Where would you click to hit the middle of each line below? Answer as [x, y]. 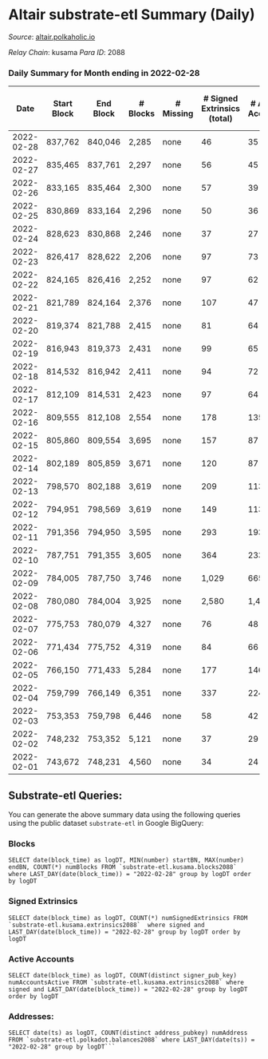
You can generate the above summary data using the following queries [124, 815]
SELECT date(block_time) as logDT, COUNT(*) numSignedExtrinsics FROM [128, 918]
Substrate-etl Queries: [65, 795]
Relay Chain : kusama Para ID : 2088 [67, 52]
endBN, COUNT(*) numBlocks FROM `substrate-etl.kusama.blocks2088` [123, 867]
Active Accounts [41, 958]
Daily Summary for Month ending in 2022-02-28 [104, 73]
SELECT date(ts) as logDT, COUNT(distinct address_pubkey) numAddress [128, 1033]
